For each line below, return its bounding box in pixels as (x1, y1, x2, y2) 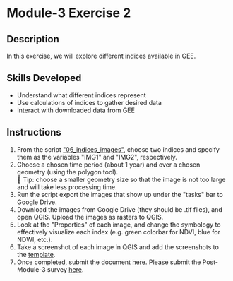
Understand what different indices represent (16, 90, 146, 100)
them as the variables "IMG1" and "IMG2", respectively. (16, 153, 178, 161)
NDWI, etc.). (16, 235, 53, 244)
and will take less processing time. (16, 182, 117, 191)
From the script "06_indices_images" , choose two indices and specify (16, 145, 220, 153)
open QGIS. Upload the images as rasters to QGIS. (16, 213, 164, 221)
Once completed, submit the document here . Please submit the (16, 258, 201, 266)
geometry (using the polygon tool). (16, 167, 119, 176)
